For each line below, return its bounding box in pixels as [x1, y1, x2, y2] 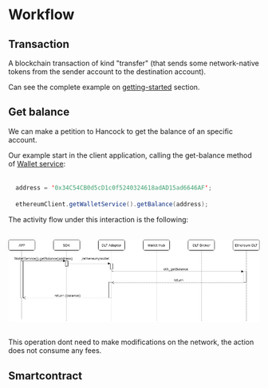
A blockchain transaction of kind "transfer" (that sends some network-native [8, 58, 259, 68]
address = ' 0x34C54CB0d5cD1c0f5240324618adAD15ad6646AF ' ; [15, 183, 213, 192]
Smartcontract [8, 369, 83, 382]
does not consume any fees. [8, 346, 102, 355]
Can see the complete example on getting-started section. [8, 82, 200, 92]
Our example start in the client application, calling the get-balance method [8, 150, 253, 160]
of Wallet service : [8, 159, 66, 168]
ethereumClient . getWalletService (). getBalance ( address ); [15, 201, 209, 209]
